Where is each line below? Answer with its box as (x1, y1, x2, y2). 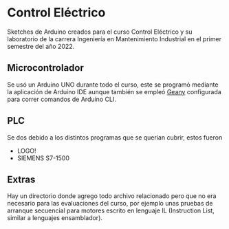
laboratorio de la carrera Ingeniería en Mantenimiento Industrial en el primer (7, 34, 222, 43)
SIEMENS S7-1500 (17, 153, 70, 162)
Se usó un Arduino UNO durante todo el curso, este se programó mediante (7, 80, 219, 89)
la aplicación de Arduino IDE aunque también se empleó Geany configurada (7, 87, 221, 96)
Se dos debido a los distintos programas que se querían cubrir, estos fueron (7, 133, 223, 142)
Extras (7, 173, 36, 185)
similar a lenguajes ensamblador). (7, 214, 103, 222)
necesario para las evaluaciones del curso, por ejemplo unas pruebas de (7, 199, 213, 208)
